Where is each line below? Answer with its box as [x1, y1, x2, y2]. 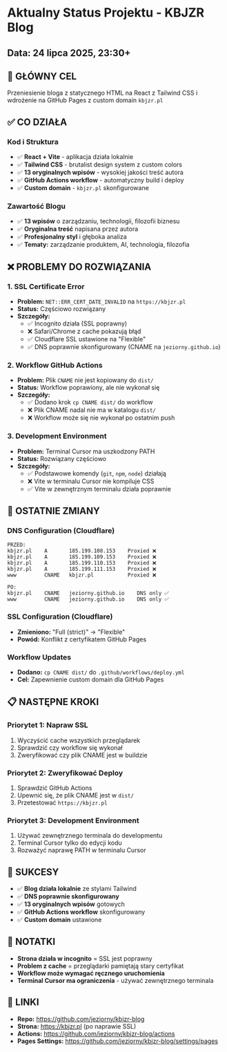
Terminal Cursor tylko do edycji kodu [17, 838, 122, 847]
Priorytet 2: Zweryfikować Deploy [7, 768, 123, 778]
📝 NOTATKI [7, 936, 56, 948]
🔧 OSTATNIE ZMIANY [7, 505, 100, 517]
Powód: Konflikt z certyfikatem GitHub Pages [17, 635, 147, 644]
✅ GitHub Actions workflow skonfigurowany [17, 908, 146, 917]
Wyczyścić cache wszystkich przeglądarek [17, 736, 141, 744]
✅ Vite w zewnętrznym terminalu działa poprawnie [27, 485, 171, 493]
